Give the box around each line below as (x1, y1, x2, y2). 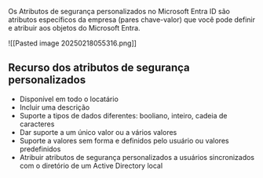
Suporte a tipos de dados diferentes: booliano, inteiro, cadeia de (19, 111, 228, 120)
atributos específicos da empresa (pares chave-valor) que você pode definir (8, 15, 255, 24)
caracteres (19, 119, 55, 129)
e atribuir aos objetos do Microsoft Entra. (8, 24, 141, 32)
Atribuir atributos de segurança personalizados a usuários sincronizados (19, 152, 255, 162)
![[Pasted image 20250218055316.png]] (8, 38, 137, 48)
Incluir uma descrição (19, 102, 90, 112)
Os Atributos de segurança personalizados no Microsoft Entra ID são (8, 7, 230, 16)
